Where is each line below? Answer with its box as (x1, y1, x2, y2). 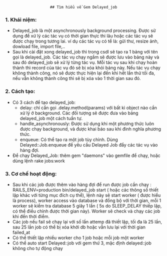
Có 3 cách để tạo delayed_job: (12, 99, 76, 105)
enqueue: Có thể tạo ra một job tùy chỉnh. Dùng (19, 136, 118, 142)
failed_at (12, 229, 30, 235)
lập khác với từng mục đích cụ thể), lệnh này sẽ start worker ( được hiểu (12, 192, 161, 198)
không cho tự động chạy (12, 245, 63, 251)
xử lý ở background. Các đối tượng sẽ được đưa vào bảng (19, 110, 138, 116)
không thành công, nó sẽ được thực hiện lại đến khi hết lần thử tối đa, (12, 70, 155, 76)
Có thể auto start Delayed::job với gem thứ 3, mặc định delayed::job (12, 240, 151, 246)
